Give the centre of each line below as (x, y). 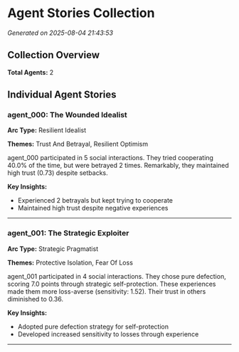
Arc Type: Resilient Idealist (47, 130)
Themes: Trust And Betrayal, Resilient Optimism (78, 144)
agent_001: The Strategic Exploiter (68, 233)
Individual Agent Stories (62, 95)
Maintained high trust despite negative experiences (93, 208)
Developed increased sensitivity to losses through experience (108, 334)
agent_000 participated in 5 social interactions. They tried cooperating (110, 158)
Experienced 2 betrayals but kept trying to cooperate (95, 201)
